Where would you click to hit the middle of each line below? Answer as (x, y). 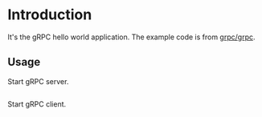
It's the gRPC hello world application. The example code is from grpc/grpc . (131, 37)
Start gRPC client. (37, 104)
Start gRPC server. (38, 81)
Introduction (50, 15)
